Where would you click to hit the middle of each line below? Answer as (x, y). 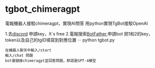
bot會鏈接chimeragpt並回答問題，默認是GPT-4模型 (51, 61)
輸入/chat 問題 (19, 55)
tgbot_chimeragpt (43, 9)
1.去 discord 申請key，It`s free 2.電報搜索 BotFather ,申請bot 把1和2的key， (79, 34)
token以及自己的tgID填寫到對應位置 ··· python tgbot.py (60, 40)
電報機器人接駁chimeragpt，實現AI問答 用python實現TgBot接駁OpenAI (77, 23)
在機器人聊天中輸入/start (28, 50)
